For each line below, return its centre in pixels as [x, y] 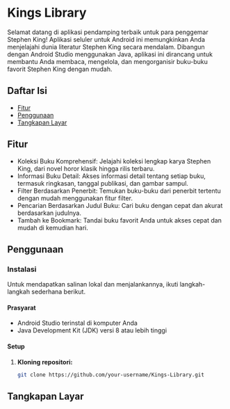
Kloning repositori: [45, 362]
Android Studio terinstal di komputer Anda [77, 323]
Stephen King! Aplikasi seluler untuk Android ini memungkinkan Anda [106, 39]
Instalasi [22, 269]
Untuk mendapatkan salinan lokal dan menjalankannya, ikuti [93, 284]
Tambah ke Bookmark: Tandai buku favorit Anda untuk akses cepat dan [120, 220]
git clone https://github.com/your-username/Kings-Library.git [111, 375]
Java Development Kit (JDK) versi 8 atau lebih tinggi [92, 330]
